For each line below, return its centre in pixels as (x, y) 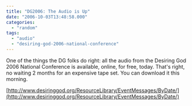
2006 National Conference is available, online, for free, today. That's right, (95, 66)
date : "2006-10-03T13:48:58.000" (47, 17)
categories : (20, 22)
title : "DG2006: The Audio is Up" (48, 11)
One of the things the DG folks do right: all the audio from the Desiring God (96, 60)
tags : (13, 33)
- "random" (25, 28)
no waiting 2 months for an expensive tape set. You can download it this (93, 73)
